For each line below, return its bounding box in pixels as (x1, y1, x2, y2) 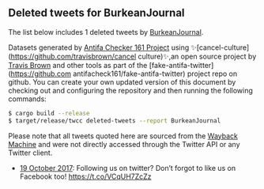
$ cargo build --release (8, 109, 90, 117)
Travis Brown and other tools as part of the (8, 60, 148, 70)
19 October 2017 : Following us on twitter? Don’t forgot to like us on (19, 163, 236, 172)
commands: (8, 94, 47, 104)
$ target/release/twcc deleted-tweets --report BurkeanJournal (8, 116, 221, 125)
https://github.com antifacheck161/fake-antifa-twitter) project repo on (10, 69, 238, 78)
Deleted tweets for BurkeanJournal (8, 6, 185, 20)
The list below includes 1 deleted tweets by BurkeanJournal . (8, 27, 204, 36)
